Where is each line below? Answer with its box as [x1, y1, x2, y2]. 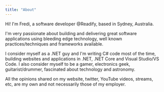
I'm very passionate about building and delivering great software [5, 30, 137, 36]
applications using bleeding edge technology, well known [5, 36, 122, 42]
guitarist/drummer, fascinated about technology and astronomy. [5, 66, 135, 72]
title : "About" [5, 7, 37, 12]
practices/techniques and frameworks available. [5, 41, 104, 47]
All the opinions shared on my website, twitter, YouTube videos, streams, [5, 76, 154, 82]
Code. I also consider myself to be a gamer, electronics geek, [5, 61, 130, 67]
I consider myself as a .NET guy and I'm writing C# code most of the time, [5, 50, 156, 56]
